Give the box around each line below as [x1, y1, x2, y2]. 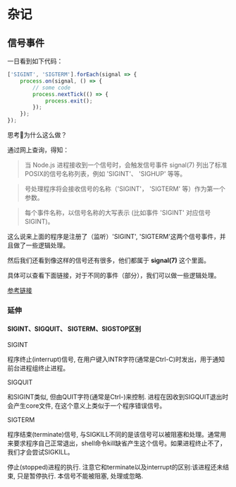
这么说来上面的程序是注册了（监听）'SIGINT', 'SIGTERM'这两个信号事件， [7, 233, 221, 240]
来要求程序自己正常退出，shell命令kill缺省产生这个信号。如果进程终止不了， [7, 439, 227, 447]
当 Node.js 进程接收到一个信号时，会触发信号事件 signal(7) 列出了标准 [24, 160, 228, 169]
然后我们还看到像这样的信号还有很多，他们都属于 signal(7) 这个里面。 [7, 256, 210, 264]
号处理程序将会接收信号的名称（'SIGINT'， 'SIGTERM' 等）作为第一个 [24, 184, 225, 193]
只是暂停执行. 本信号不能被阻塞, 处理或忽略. [16, 471, 143, 481]
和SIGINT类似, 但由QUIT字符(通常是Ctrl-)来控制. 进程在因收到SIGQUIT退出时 [7, 393, 229, 401]
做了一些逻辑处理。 [13, 241, 69, 250]
